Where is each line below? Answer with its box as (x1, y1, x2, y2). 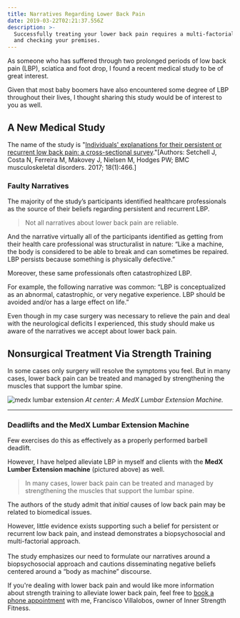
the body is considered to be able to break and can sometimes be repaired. (7, 248, 229, 256)
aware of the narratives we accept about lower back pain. (7, 327, 177, 335)
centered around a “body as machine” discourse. (7, 567, 152, 576)
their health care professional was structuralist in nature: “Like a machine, (7, 240, 224, 248)
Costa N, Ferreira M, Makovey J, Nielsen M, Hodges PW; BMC (7, 155, 189, 164)
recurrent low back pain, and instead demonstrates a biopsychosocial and (7, 530, 226, 538)
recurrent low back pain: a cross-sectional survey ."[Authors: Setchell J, (7, 148, 217, 156)
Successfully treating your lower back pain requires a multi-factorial (14, 30, 235, 38)
